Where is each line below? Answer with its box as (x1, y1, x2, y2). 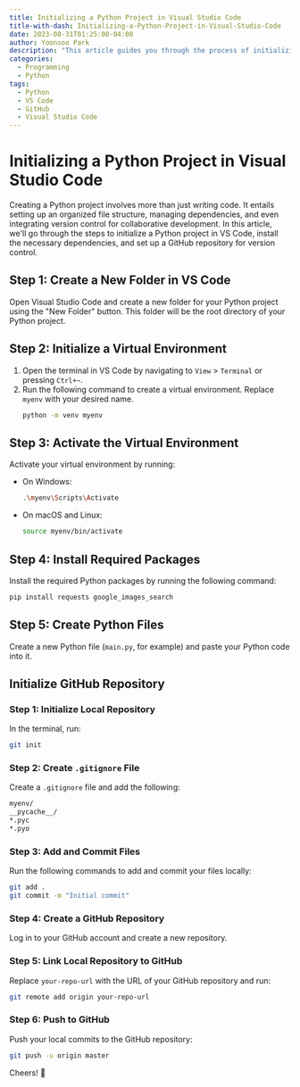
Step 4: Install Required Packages (9, 552, 201, 567)
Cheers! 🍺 (9, 1067, 46, 1078)
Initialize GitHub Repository (9, 676, 165, 692)
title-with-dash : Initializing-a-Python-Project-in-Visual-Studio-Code (9, 21, 281, 30)
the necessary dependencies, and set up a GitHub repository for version (9, 237, 275, 248)
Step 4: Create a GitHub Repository (9, 912, 165, 925)
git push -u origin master (9, 1050, 110, 1060)
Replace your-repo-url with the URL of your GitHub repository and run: (9, 975, 271, 986)
